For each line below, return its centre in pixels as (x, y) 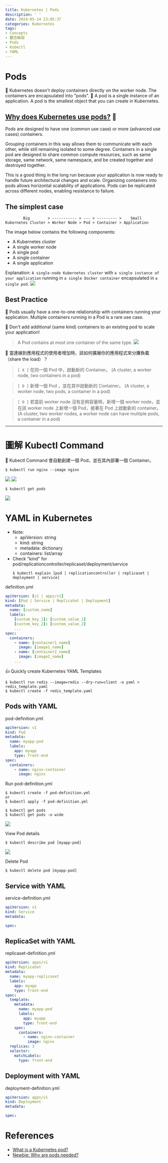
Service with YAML (35, 886)
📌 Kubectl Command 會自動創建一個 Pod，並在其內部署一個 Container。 (79, 460)
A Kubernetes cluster (34, 242)
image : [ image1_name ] (41, 647)
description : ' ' (23, 15)
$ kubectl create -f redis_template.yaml (49, 691)
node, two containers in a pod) (49, 375)
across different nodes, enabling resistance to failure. (60, 191)
